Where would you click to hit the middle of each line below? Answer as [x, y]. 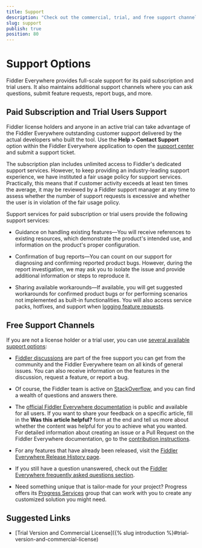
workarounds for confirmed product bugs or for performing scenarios [101, 294]
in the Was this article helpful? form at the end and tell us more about [102, 419]
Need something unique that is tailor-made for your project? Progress [101, 486]
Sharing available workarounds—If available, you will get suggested [99, 287]
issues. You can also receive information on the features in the [92, 371]
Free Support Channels [50, 325]
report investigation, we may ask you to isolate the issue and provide [100, 269]
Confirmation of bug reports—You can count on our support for [93, 256]
